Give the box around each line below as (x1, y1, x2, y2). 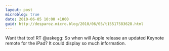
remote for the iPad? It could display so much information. (5, 40, 126, 46)
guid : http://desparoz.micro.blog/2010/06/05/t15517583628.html (5, 21, 144, 26)
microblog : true (5, 12, 39, 17)
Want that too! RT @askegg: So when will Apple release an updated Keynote (5, 35, 164, 41)
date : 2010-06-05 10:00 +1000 (5, 16, 69, 21)
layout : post (5, 7, 33, 12)
